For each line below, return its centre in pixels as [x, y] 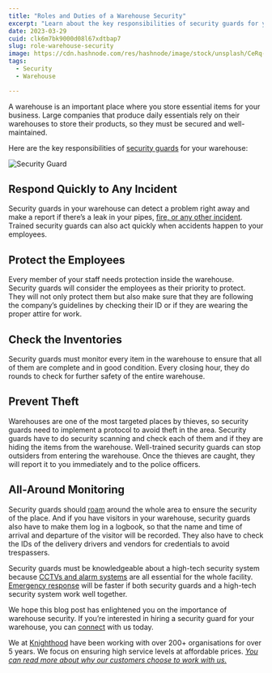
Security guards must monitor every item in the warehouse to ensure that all [135, 359]
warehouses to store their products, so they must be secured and [117, 123]
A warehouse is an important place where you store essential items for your [134, 106]
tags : [17, 62]
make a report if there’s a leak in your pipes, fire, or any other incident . [125, 217]
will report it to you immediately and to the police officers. [104, 464]
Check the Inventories [66, 339]
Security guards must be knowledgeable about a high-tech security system [134, 568]
